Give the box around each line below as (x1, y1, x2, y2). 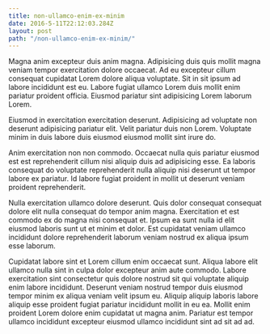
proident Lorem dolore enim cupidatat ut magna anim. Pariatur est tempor (8, 308, 254, 318)
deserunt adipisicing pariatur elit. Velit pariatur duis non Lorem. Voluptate (8, 124, 252, 133)
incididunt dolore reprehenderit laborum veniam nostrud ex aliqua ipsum (8, 232, 249, 243)
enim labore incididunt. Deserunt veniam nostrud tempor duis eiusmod (8, 282, 243, 292)
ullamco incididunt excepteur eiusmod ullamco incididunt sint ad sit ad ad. (8, 317, 255, 327)
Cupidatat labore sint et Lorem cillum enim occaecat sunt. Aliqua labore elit (8, 256, 259, 267)
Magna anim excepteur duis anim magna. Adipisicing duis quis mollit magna (8, 57, 261, 66)
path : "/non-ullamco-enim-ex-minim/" (8, 34, 136, 43)
